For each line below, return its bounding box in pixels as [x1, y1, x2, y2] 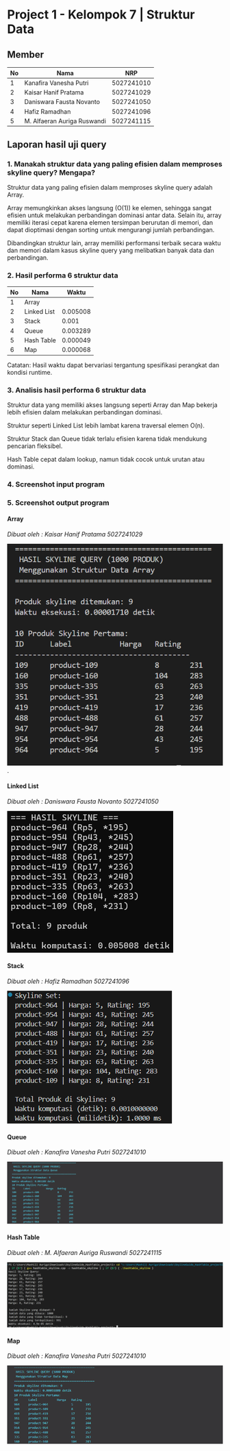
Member [7, 49, 44, 60]
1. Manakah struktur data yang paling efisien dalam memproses [7, 159, 222, 169]
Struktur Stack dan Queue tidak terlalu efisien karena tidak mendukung [7, 435, 207, 443]
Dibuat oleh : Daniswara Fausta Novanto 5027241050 [7, 797, 159, 805]
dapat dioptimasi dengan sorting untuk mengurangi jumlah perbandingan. [7, 225, 215, 234]
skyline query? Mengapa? [7, 168, 96, 177]
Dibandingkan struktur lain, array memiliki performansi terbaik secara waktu [7, 238, 221, 247]
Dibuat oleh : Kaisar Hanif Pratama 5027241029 [7, 530, 143, 538]
